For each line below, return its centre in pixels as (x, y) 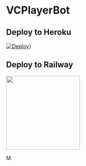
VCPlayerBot (38, 10)
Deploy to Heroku (39, 32)
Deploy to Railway (40, 65)
